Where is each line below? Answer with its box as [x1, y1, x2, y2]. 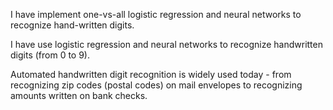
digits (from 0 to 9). [10, 49, 90, 61]
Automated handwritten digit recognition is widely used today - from [10, 69, 292, 80]
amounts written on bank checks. [10, 90, 148, 101]
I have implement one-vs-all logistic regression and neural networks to [10, 9, 302, 20]
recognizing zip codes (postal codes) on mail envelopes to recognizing [10, 79, 303, 91]
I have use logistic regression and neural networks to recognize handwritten [10, 39, 323, 50]
